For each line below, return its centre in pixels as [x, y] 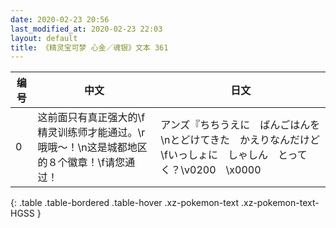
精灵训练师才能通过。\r [91, 133]
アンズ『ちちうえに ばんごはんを [240, 125]
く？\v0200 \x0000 [211, 170]
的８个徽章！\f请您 [81, 163]
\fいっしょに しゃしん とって [234, 155]
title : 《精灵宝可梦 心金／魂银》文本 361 [89, 47]
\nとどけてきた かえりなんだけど [240, 140]
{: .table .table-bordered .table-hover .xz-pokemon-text [125, 203]
